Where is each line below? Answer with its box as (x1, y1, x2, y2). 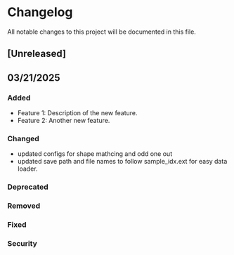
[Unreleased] (7, 48, 67, 60)
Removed (7, 201, 41, 211)
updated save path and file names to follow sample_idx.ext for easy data (17, 157, 228, 166)
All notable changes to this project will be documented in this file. (7, 27, 197, 36)
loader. (17, 164, 38, 173)
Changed (7, 133, 40, 143)
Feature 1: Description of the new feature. (17, 109, 138, 117)
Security (7, 239, 37, 248)
